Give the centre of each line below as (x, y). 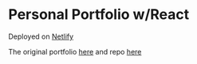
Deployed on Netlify (41, 36)
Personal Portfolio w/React (99, 15)
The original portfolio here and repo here (75, 51)
